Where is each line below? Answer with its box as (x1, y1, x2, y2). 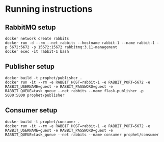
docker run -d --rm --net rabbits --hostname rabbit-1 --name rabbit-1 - (5, 40, 160, 45)
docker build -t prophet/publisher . (5, 75, 82, 80)
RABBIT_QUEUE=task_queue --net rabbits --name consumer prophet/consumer (5, 132, 160, 137)
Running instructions (5, 3, 93, 15)
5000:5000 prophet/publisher (5, 93, 65, 98)
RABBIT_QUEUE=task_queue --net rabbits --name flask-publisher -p (5, 88, 144, 93)
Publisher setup (5, 63, 55, 71)
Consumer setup (5, 106, 57, 114)
